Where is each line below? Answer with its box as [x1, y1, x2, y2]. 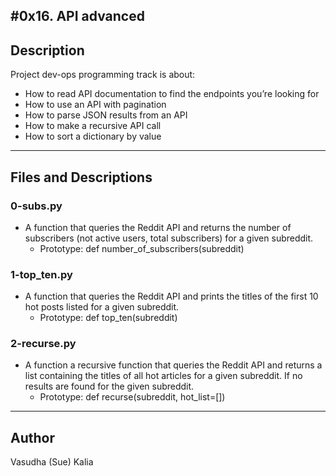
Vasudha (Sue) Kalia [10, 456, 94, 468]
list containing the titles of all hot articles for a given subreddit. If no [24, 370, 303, 382]
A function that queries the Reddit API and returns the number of [24, 221, 292, 233]
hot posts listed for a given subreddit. [24, 301, 180, 313]
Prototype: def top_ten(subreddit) [39, 312, 178, 324]
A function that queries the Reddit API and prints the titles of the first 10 [24, 290, 319, 303]
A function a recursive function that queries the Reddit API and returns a [24, 359, 323, 371]
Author [10, 429, 55, 446]
